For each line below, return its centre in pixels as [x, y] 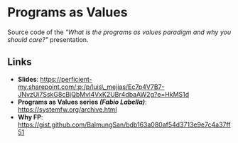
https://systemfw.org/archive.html [67, 109]
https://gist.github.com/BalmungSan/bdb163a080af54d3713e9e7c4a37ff [124, 125]
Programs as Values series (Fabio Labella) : [82, 102]
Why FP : [30, 117]
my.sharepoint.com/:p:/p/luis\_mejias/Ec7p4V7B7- [91, 87]
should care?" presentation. [48, 39]
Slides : [28, 79]
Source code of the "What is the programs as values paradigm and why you [119, 32]
